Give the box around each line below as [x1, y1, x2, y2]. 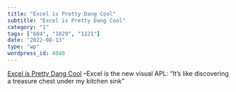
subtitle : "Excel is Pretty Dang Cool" [7, 17, 126, 24]
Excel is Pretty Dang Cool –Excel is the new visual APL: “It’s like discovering [7, 69, 230, 78]
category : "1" [7, 23, 50, 30]
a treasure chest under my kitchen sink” [7, 76, 125, 85]
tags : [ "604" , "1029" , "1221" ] [7, 30, 101, 38]
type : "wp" [7, 43, 40, 50]
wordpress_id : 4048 [7, 50, 66, 57]
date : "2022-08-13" [7, 37, 66, 44]
